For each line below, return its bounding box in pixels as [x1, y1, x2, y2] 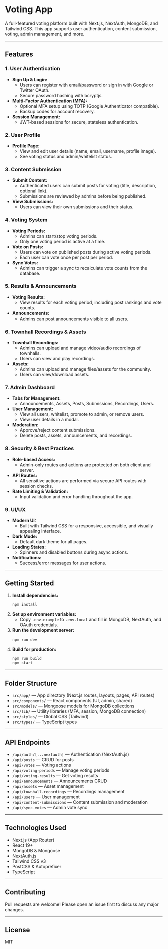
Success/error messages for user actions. [19, 560, 106, 566]
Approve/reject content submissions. [19, 427, 96, 433]
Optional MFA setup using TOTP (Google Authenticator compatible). [19, 103, 160, 109]
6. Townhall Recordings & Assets [5, 328, 86, 335]
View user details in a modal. [19, 417, 79, 423]
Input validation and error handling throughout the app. [19, 493, 133, 499]
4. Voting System [5, 216, 48, 223]
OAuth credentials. [19, 622, 58, 628]
